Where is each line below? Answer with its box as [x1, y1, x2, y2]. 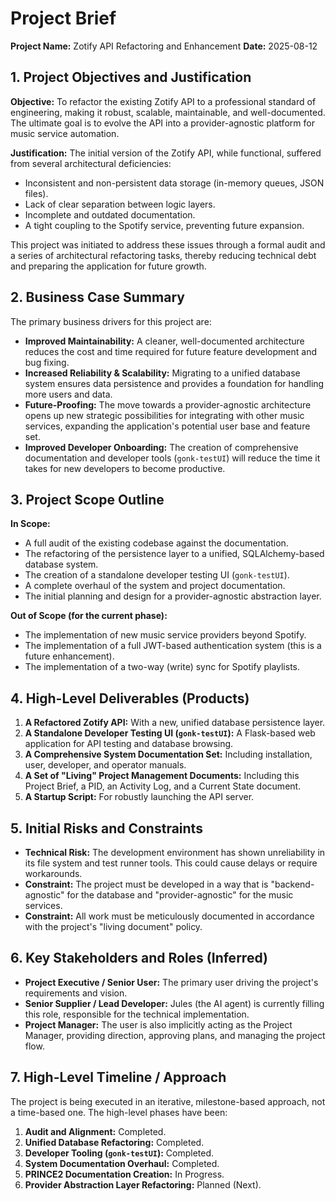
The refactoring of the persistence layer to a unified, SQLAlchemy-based [24, 548, 325, 560]
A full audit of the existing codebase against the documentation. [24, 537, 289, 549]
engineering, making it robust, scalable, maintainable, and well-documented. [10, 106, 326, 118]
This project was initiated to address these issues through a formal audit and [10, 238, 326, 251]
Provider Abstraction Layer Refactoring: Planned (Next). [24, 1178, 262, 1191]
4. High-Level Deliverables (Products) [10, 690, 250, 707]
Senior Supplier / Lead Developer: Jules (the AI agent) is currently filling [24, 997, 325, 1009]
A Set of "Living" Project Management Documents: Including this [24, 770, 300, 782]
